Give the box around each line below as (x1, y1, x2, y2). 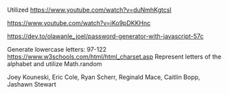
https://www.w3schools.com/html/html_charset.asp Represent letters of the (7, 52, 222, 61)
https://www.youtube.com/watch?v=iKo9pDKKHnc (7, 19, 151, 27)
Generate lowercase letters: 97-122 (7, 46, 107, 53)
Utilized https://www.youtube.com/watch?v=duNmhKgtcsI (7, 6, 172, 14)
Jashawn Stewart (7, 80, 56, 88)
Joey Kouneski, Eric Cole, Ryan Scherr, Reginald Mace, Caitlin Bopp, (7, 73, 201, 81)
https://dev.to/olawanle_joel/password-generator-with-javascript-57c (7, 32, 204, 40)
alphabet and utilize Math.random (7, 60, 102, 67)
